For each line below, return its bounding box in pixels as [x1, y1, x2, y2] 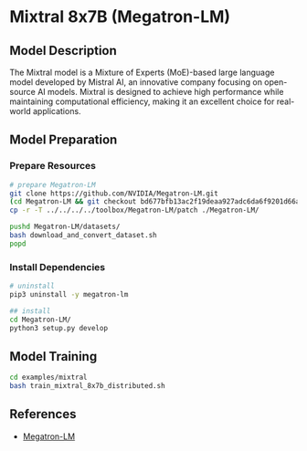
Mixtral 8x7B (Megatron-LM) [9, 6, 231, 27]
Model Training [9, 349, 98, 364]
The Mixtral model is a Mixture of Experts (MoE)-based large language [9, 67, 275, 78]
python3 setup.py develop [9, 323, 108, 332]
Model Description [9, 43, 117, 58]
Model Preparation [9, 132, 118, 148]
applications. [32, 106, 81, 116]
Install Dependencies [9, 260, 106, 273]
